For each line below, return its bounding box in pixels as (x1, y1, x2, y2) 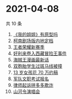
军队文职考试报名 (13, 76, 49, 82)
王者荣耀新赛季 (13, 44, 45, 50)
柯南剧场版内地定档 (13, 38, 54, 44)
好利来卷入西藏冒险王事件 (13, 50, 67, 56)
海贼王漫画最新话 (13, 56, 49, 62)
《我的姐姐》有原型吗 (13, 31, 58, 37)
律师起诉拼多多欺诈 (13, 82, 54, 88)
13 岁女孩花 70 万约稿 (13, 69, 58, 75)
